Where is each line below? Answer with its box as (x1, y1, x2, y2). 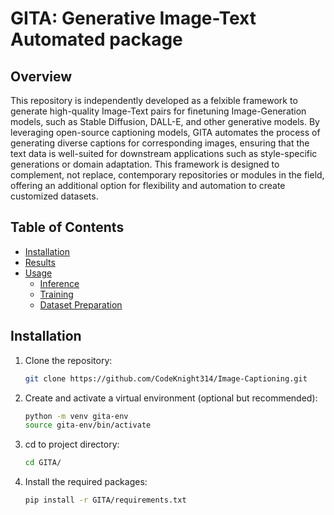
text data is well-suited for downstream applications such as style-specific (10, 148, 318, 159)
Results (24, 256, 56, 268)
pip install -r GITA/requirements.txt (24, 495, 187, 506)
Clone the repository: (24, 354, 113, 366)
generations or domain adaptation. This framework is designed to (10, 158, 280, 170)
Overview (10, 68, 73, 85)
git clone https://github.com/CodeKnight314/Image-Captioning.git (24, 373, 308, 384)
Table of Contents (10, 219, 125, 236)
